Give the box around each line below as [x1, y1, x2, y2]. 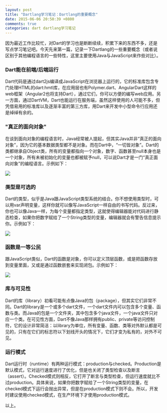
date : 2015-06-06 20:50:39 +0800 [5, 16, 75, 21]
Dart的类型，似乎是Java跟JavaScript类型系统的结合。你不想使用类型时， [5, 196, 155, 202]
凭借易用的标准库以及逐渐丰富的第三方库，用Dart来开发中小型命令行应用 [5, 103, 154, 110]
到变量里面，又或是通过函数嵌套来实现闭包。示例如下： [5, 262, 118, 268]
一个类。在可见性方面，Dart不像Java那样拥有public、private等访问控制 [9, 316, 155, 322]
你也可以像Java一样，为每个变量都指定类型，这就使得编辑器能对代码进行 [5, 208, 155, 214]
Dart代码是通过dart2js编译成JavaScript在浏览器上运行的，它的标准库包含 [5, 78, 155, 85]
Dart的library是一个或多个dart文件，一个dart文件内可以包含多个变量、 [13, 303, 157, 309]
